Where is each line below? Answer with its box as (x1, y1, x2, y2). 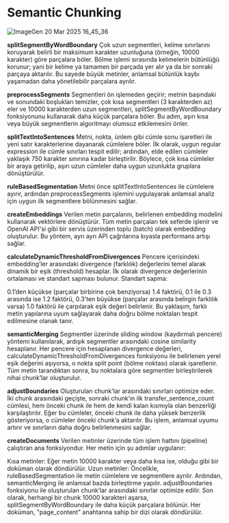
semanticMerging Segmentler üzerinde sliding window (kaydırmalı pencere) (7, 330, 223, 338)
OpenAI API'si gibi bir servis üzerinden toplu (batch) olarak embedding (7, 225, 206, 233)
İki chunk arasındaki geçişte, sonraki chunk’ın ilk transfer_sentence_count (7, 394, 214, 402)
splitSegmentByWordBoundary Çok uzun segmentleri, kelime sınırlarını (7, 40, 211, 49)
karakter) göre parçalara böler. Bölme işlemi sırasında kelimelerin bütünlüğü (7, 55, 220, 63)
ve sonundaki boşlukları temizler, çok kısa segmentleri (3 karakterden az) (7, 97, 213, 105)
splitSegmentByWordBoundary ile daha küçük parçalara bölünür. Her (7, 500, 201, 509)
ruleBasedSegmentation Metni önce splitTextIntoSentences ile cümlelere (7, 182, 214, 190)
